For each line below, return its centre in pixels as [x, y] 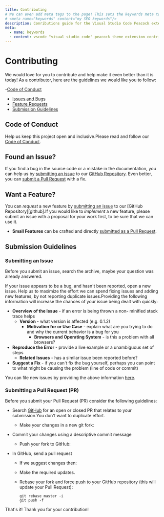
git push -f [31, 500]
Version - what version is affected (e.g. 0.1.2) [65, 321]
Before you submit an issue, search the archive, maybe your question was [79, 271]
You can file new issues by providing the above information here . [70, 378]
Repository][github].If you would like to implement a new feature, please [78, 211]
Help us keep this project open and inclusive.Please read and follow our [77, 136]
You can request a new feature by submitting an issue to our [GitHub [74, 206]
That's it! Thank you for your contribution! [47, 510]
